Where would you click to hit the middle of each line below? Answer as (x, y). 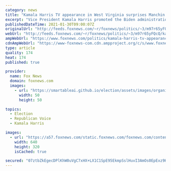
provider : (16, 71)
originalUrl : (19, 29)
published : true (22, 62)
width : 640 (26, 142)
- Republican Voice (31, 119)
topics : (13, 109)
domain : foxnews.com (32, 81)
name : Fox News (26, 76)
